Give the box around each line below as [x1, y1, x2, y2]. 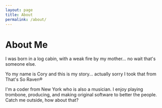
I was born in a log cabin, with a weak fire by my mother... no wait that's [5, 56, 156, 62]
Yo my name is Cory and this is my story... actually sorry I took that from [5, 71, 157, 77]
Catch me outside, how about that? [5, 97, 79, 103]
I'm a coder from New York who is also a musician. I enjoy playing [5, 86, 144, 92]
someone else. [5, 61, 37, 67]
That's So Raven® [5, 76, 43, 83]
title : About [5, 12, 33, 17]
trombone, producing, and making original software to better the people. [5, 92, 157, 98]
